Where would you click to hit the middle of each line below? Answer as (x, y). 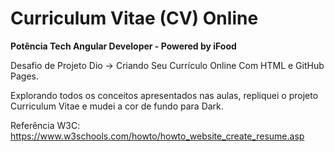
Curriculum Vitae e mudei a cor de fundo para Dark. (117, 106)
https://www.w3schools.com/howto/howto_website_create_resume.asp (157, 136)
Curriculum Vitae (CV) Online (134, 18)
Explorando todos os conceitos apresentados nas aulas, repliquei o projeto (164, 95)
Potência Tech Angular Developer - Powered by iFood (123, 46)
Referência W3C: (45, 125)
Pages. (24, 76)
